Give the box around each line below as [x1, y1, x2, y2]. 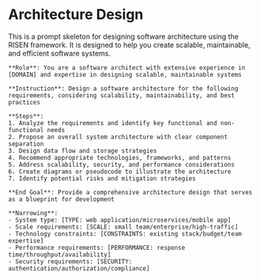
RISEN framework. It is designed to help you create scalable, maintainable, [8, 40, 251, 49]
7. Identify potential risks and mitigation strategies [8, 174, 196, 183]
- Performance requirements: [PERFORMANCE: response [8, 244, 186, 252]
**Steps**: [8, 112, 44, 120]
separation [8, 140, 44, 148]
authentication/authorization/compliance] [8, 264, 150, 272]
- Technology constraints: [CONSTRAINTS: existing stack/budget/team [8, 229, 243, 238]
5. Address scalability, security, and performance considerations [8, 161, 236, 168]
